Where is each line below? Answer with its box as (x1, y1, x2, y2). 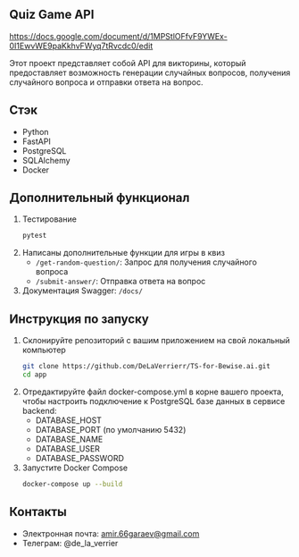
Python (21, 126, 49, 137)
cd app (21, 370, 47, 379)
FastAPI (21, 136, 51, 147)
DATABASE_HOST (35, 415, 103, 426)
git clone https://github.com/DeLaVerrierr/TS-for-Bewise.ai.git (21, 362, 270, 371)
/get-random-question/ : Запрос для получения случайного (35, 257, 257, 267)
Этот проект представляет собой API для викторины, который (9, 57, 247, 68)
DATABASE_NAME (35, 434, 104, 444)
